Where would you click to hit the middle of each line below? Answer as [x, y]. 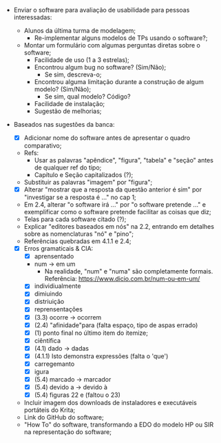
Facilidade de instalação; [70, 104]
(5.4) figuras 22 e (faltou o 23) [77, 395]
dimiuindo [48, 294]
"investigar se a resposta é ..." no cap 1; [80, 197]
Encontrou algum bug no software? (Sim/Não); [100, 67]
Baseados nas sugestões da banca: [64, 124]
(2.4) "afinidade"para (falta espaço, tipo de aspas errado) [116, 325]
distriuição [49, 302]
